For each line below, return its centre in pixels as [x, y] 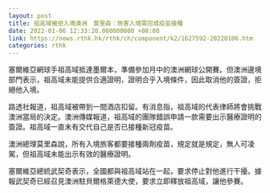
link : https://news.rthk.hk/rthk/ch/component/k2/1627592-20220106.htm [131, 38]
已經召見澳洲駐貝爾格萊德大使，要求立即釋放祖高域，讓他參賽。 [141, 181]
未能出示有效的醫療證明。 [92, 154]
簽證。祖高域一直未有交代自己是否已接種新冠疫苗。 [93, 127]
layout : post [30, 16]
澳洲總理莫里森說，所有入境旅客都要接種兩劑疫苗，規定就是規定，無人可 [128, 144]
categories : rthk [37, 46]
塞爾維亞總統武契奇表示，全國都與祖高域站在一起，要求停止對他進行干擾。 [131, 171]
